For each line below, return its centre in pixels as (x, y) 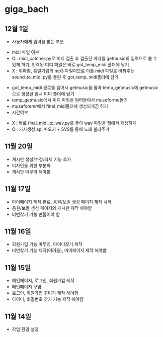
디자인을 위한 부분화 (31, 166)
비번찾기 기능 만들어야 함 (36, 214)
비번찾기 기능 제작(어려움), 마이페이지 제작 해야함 (59, 251)
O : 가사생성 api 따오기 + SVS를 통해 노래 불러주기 (61, 129)
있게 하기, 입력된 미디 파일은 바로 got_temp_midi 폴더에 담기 (70, 65)
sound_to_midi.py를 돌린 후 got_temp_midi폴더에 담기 (65, 77)
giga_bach (27, 9)
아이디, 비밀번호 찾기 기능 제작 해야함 (48, 299)
